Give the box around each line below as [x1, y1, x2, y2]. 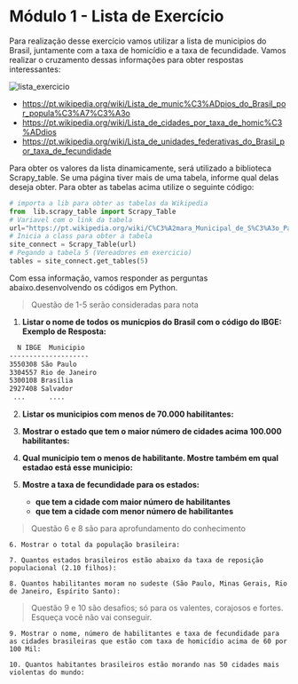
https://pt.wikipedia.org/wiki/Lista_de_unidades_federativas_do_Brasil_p [21, 136, 286, 147]
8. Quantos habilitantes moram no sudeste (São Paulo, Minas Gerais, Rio [9, 579, 288, 588]
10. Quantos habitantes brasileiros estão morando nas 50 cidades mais [9, 660, 279, 670]
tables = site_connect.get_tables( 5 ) [9, 257, 149, 266]
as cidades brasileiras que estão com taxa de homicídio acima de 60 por [9, 637, 288, 646]
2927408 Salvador [9, 385, 74, 394]
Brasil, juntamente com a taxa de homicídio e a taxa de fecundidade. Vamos [9, 44, 286, 55]
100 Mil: [9, 645, 42, 654]
